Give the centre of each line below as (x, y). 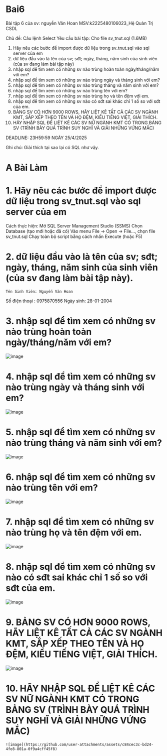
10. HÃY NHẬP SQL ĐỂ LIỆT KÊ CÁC (80, 688)
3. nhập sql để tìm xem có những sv (80, 321)
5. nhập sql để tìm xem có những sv (80, 432)
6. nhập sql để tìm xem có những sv (80, 477)
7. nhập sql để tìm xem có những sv (80, 522)
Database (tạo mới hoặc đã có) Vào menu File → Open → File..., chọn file (80, 231)
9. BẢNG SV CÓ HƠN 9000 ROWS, (78, 622)
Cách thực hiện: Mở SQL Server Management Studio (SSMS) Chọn (74, 226)
